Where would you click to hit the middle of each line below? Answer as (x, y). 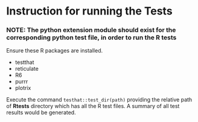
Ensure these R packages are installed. (55, 51)
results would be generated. (41, 112)
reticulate (27, 69)
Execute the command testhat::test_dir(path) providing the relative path (99, 100)
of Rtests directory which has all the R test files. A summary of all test (93, 106)
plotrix (23, 88)
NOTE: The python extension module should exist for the (91, 30)
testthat (24, 62)
